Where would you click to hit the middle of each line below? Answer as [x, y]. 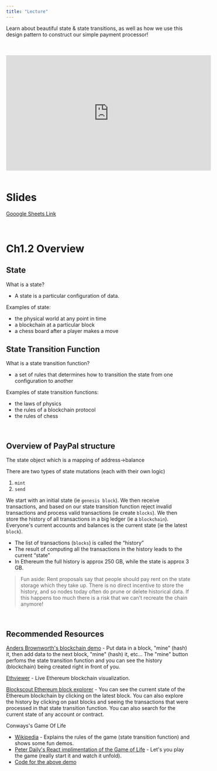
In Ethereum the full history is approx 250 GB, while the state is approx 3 [101, 562]
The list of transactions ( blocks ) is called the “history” [79, 543]
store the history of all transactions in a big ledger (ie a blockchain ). [87, 519]
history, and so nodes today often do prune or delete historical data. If [104, 592]
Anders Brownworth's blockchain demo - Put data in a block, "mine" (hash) [97, 648]
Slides [21, 197]
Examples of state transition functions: [52, 392]
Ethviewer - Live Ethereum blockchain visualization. [68, 678]
